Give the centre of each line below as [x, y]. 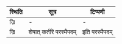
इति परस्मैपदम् [97, 32]
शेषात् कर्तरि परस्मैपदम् [52, 32]
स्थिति [16, 12]
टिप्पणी [97, 12]
